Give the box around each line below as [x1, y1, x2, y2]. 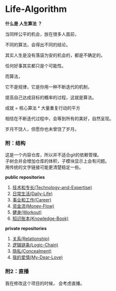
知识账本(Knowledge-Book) [12, 216, 69, 221]
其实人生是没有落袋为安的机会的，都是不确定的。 [5, 52, 105, 58]
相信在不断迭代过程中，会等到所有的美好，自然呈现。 [5, 115, 114, 121]
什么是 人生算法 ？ [5, 20, 42, 26]
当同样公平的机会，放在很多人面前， [5, 31, 79, 37]
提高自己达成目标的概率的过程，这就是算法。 [5, 94, 97, 100]
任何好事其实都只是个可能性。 [5, 63, 66, 69]
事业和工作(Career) [12, 197, 52, 203]
